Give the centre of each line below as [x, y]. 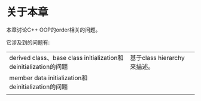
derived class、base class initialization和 [66, 58]
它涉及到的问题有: [28, 42]
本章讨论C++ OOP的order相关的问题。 [54, 30]
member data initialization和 [48, 78]
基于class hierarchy [157, 58]
